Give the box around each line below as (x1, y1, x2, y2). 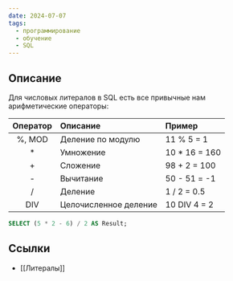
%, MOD (16, 133, 48, 145)
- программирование (15, 26, 81, 35)
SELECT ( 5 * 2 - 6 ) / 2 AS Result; (8, 219, 128, 227)
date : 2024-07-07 (8, 11, 67, 20)
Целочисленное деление (59, 198, 158, 210)
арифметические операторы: (8, 101, 109, 111)
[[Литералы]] (19, 263, 66, 273)
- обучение (15, 34, 52, 43)
